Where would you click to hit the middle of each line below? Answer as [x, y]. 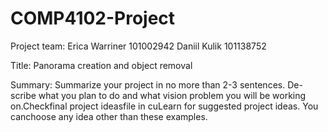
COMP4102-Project [93, 18]
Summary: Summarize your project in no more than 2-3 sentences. [148, 84]
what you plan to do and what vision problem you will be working [172, 95]
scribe [23, 95]
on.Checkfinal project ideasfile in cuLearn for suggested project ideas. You [164, 106]
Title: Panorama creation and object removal [101, 65]
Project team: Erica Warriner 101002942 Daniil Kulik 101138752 [138, 46]
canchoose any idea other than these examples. [109, 116]
